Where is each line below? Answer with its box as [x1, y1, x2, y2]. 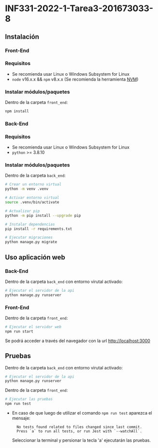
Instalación [5, 33, 40, 41]
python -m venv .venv [5, 186, 49, 192]
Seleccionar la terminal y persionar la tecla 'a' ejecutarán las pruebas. [12, 437, 151, 443]
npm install [5, 109, 29, 114]
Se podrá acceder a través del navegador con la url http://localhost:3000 [5, 338, 151, 344]
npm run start [5, 329, 34, 334]
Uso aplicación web [5, 253, 65, 261]
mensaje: [12, 415, 30, 421]
